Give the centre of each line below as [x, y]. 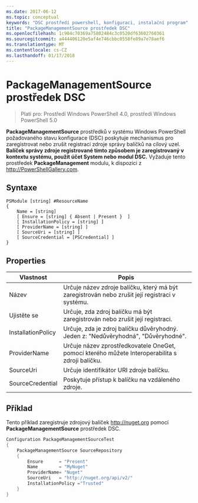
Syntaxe [22, 188]
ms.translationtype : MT [35, 45]
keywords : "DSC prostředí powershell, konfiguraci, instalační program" [97, 22]
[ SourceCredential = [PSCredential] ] [66, 238]
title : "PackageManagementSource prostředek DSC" [68, 28]
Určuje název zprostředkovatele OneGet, [119, 346]
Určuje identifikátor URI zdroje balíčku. [116, 370]
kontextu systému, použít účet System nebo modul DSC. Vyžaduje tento [96, 157]
